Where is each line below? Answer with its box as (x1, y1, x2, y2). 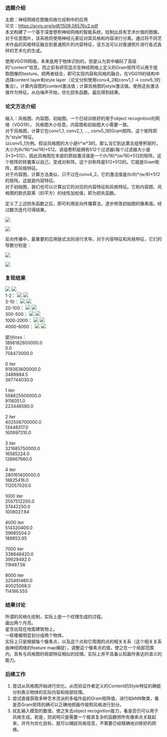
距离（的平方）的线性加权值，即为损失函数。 (26, 190, 118, 196)
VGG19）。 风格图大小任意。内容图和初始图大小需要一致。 (13, 121, 132, 127)
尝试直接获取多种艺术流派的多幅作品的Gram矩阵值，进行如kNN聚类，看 (12, 695, 159, 702)
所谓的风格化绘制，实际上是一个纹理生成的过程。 (5, 614, 105, 620)
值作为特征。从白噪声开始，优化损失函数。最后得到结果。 (5, 90, 123, 95)
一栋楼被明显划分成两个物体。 (5, 633, 66, 639)
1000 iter (5, 493, 23, 499)
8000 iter (5, 572, 24, 578)
